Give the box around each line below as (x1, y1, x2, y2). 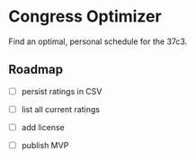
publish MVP (21, 139, 69, 150)
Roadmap (8, 62, 64, 77)
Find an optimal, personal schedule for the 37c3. (8, 36, 188, 47)
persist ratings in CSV (21, 85, 102, 96)
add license (21, 121, 65, 132)
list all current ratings (21, 103, 101, 114)
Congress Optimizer (8, 6, 163, 27)
